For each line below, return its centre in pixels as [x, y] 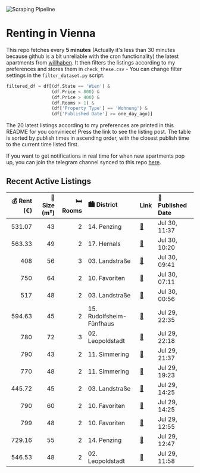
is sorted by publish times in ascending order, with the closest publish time [98, 138]
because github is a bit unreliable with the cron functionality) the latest [93, 56]
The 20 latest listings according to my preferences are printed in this [90, 125]
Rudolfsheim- [107, 316]
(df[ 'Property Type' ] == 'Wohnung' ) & [99, 108]
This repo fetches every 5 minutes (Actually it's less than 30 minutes [91, 50]
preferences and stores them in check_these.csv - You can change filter [94, 69]
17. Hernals [104, 244]
